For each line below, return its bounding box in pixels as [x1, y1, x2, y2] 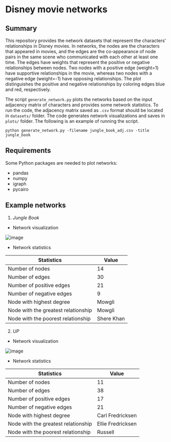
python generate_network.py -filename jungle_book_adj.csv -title [5, 128, 150, 133]
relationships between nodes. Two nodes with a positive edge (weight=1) [5, 65, 159, 71]
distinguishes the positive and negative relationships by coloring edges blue [5, 81, 165, 87]
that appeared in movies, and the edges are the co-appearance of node [5, 49, 156, 54]
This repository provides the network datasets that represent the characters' [5, 37, 166, 43]
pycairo [12, 186, 29, 192]
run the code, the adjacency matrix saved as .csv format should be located [5, 107, 163, 113]
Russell [96, 428, 115, 435]
